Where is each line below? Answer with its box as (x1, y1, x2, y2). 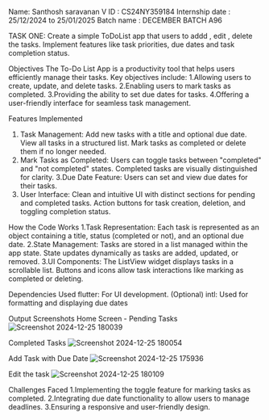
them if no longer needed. (19, 147, 107, 156)
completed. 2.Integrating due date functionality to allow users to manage (8, 393, 250, 403)
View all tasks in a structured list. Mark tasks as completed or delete (19, 138, 246, 148)
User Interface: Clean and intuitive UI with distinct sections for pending (19, 190, 255, 199)
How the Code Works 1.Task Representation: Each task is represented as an (8, 222, 259, 232)
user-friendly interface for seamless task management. (8, 99, 192, 107)
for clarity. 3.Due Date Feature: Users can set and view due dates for (19, 173, 248, 182)
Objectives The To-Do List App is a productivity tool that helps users (8, 64, 235, 73)
